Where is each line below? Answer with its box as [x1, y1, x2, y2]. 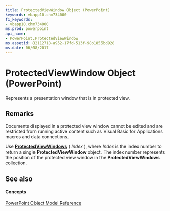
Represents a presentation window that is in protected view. [5, 95, 130, 101]
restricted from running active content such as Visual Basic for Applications [5, 128, 163, 135]
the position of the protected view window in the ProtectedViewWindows [5, 155, 160, 161]
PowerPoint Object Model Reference [5, 200, 82, 206]
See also [5, 174, 33, 183]
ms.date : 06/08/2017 [5, 45, 49, 50]
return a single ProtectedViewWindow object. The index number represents [5, 149, 165, 155]
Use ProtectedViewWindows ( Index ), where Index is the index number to [5, 143, 162, 150]
